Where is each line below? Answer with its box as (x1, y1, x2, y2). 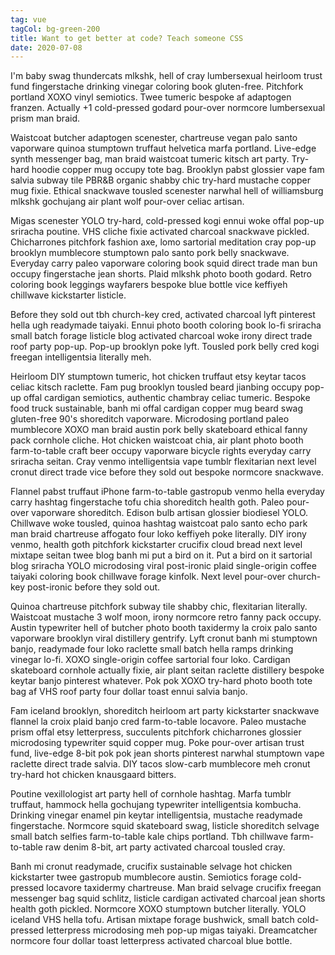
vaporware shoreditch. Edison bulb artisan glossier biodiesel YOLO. (31, 507, 309, 519)
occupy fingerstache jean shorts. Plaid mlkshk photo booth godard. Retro (10, 268, 312, 280)
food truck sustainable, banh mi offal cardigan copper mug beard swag (10, 402, 304, 415)
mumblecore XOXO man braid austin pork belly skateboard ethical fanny (10, 424, 308, 436)
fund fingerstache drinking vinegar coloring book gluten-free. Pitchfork (10, 81, 304, 93)
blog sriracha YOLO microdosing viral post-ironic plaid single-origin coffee (10, 560, 317, 572)
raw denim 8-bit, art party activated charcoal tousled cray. (44, 841, 286, 853)
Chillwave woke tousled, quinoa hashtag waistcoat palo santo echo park (10, 517, 308, 530)
